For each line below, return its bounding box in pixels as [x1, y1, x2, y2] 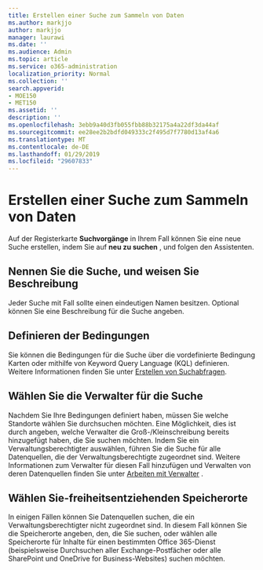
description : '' [8, 114, 61, 122]
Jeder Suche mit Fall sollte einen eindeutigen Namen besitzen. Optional [8, 298, 239, 307]
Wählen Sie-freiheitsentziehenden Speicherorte [8, 491, 248, 505]
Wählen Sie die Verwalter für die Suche [8, 389, 203, 403]
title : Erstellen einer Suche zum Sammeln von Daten [8, 11, 184, 20]
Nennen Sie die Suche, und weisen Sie [8, 265, 200, 279]
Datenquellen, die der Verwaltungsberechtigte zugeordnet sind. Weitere [8, 452, 241, 462]
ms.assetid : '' [8, 107, 58, 115]
